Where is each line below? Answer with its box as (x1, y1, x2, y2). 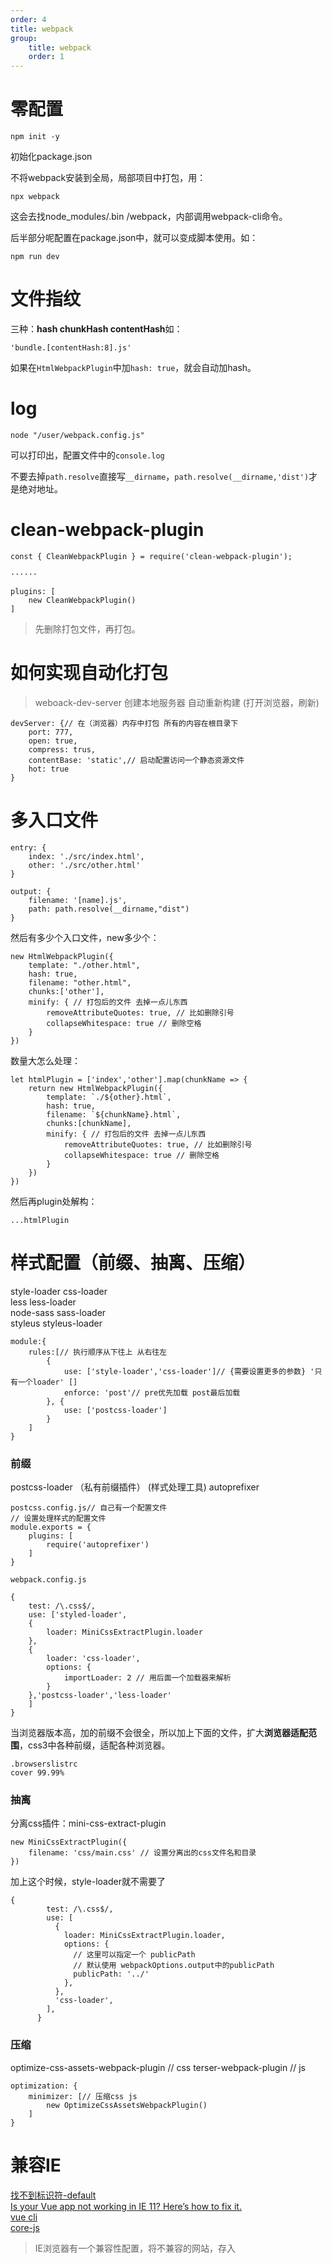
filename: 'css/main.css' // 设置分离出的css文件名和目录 (28, 1848, 257, 1858)
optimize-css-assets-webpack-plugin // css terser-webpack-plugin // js (10, 2061, 306, 2073)
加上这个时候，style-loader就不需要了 (10, 1876, 166, 1888)
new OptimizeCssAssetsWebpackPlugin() (46, 2100, 208, 2110)
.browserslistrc (10, 1759, 78, 1769)
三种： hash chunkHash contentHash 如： (10, 323, 183, 335)
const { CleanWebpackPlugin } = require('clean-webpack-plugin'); (10, 551, 293, 561)
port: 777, (28, 727, 74, 737)
